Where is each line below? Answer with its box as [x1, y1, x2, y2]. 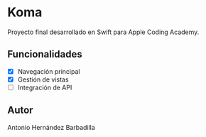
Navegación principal [17, 67, 80, 75]
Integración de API [17, 83, 72, 92]
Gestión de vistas [17, 75, 69, 84]
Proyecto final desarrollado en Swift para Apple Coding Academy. [7, 28, 200, 36]
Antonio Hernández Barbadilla [7, 123, 96, 131]
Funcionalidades [7, 48, 83, 60]
